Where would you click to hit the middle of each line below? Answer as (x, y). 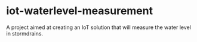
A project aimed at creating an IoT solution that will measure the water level (98, 27)
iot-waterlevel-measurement (80, 11)
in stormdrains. (25, 33)
